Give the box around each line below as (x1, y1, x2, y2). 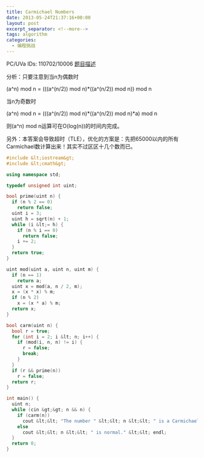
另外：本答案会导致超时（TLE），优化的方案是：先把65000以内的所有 (6, 135, 179, 143)
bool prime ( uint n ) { (6, 194, 61, 200)
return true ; (12, 250, 45, 256)
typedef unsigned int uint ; (6, 183, 78, 189)
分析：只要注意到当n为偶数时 (6, 73, 79, 80)
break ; (22, 351, 39, 357)
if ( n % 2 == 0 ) (12, 199, 53, 205)
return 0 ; (12, 440, 36, 446)
